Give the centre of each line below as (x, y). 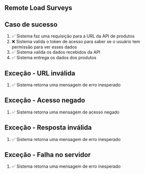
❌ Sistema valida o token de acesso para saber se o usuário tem (76, 42)
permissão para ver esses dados (44, 47)
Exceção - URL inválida (40, 73)
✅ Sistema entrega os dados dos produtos (54, 58)
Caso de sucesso (31, 24)
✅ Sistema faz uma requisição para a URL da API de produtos (73, 36)
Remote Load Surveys (38, 8)
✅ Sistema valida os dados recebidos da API (56, 52)
